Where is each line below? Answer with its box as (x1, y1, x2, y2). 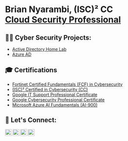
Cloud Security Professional (5, 14, 121, 25)
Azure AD (12, 51, 32, 57)
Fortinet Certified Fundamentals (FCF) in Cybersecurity (12, 81, 123, 87)
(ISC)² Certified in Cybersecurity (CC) (12, 86, 88, 92)
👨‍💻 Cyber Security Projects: (5, 33, 91, 42)
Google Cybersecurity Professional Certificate (12, 96, 105, 103)
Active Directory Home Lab (12, 47, 67, 52)
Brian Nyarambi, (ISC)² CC (5, 4, 113, 15)
